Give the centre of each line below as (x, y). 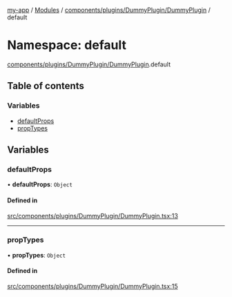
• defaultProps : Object (40, 184)
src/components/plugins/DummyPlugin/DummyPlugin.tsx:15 (93, 287)
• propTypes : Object (37, 255)
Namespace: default (67, 45)
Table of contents (46, 86)
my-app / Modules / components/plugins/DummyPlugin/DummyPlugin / (109, 10)
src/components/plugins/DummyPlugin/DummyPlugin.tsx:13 (93, 215)
